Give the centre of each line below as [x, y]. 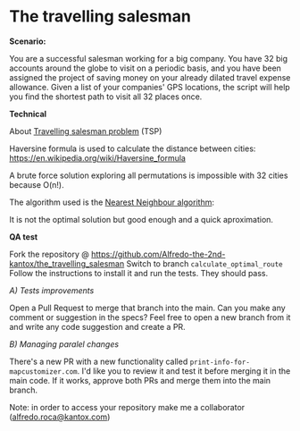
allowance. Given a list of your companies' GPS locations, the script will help [150, 87]
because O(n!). [37, 184]
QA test [24, 237]
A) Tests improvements [52, 290]
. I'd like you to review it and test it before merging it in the [184, 371]
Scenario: [28, 41]
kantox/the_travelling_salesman [67, 263]
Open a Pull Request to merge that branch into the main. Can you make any [147, 308]
